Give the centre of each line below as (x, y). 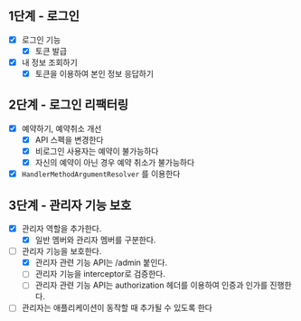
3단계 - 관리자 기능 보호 (70, 205)
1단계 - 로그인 (44, 16)
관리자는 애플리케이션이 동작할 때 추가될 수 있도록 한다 (117, 308)
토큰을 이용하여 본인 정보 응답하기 (94, 74)
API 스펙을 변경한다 (69, 139)
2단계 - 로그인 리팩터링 (68, 105)
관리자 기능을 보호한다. (61, 251)
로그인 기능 (41, 40)
